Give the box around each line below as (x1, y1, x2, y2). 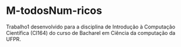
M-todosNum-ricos (6, 4, 102, 17)
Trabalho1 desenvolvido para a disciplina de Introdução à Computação (6, 23, 176, 30)
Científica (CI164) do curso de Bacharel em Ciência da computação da (6, 29, 176, 36)
